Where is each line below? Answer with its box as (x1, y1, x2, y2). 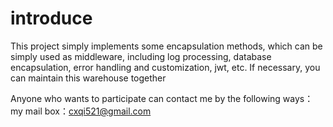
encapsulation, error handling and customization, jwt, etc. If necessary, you (10, 61, 321, 73)
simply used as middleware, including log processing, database (10, 50, 272, 62)
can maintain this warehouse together (10, 72, 167, 84)
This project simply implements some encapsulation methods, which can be (10, 40, 323, 52)
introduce (10, 7, 93, 30)
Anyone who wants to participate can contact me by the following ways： (10, 92, 314, 104)
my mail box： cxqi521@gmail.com (10, 105, 152, 117)
